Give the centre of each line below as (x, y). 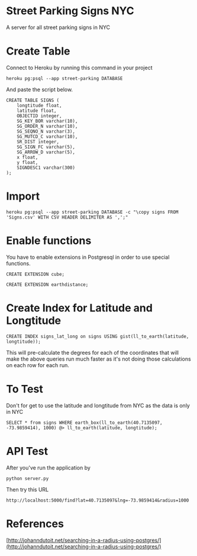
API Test (27, 451)
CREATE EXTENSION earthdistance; (47, 285)
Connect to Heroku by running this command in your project (79, 68)
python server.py (28, 478)
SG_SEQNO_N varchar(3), (46, 131)
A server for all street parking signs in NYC (58, 27)
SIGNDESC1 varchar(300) (46, 168)
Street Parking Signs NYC (70, 11)
